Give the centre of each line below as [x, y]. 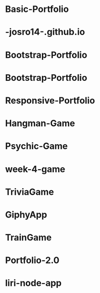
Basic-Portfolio [37, 9]
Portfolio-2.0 [32, 260]
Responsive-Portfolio [50, 100]
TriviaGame [30, 192]
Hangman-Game [40, 124]
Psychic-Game [37, 146]
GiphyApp [26, 214]
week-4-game [35, 169]
